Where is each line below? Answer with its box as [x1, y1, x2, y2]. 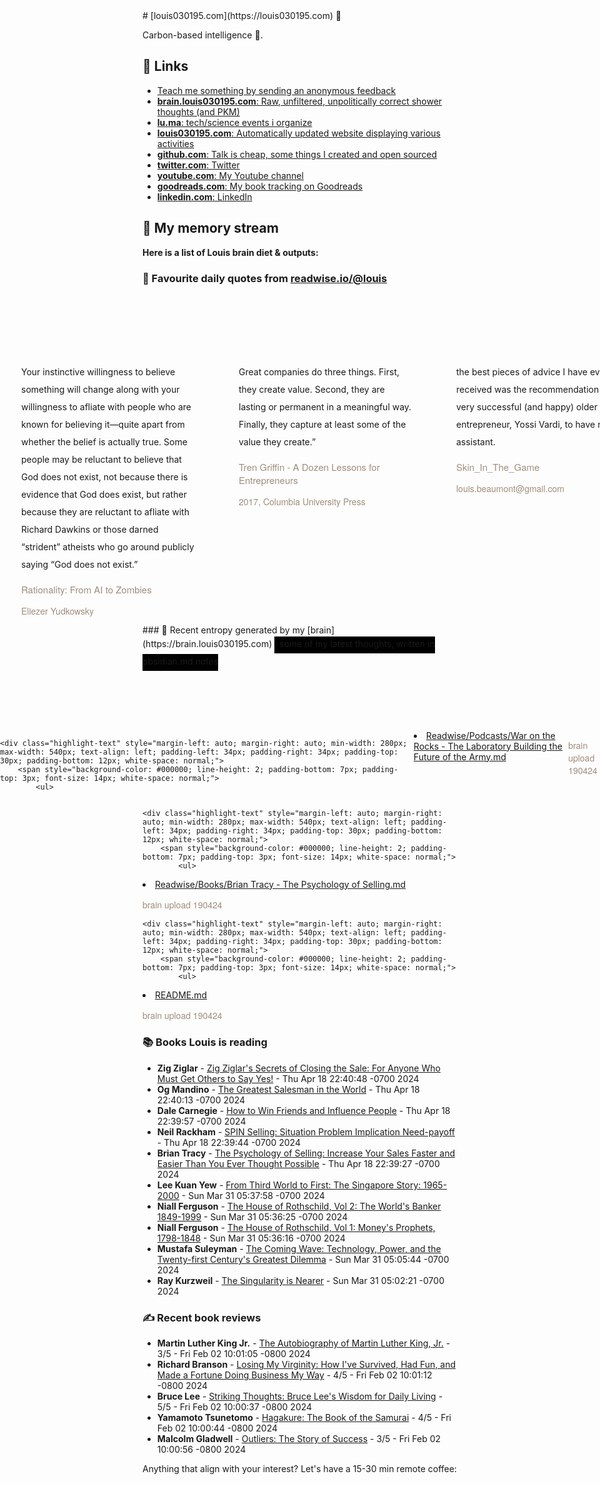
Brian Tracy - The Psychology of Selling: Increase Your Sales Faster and [156, 1147, 456, 1159]
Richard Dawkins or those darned [21, 523, 159, 535]
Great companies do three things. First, [238, 365, 400, 378]
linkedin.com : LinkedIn [156, 190, 253, 203]
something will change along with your [21, 383, 180, 395]
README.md [155, 989, 208, 1001]
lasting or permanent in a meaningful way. [238, 400, 412, 413]
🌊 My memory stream [142, 220, 279, 237]
